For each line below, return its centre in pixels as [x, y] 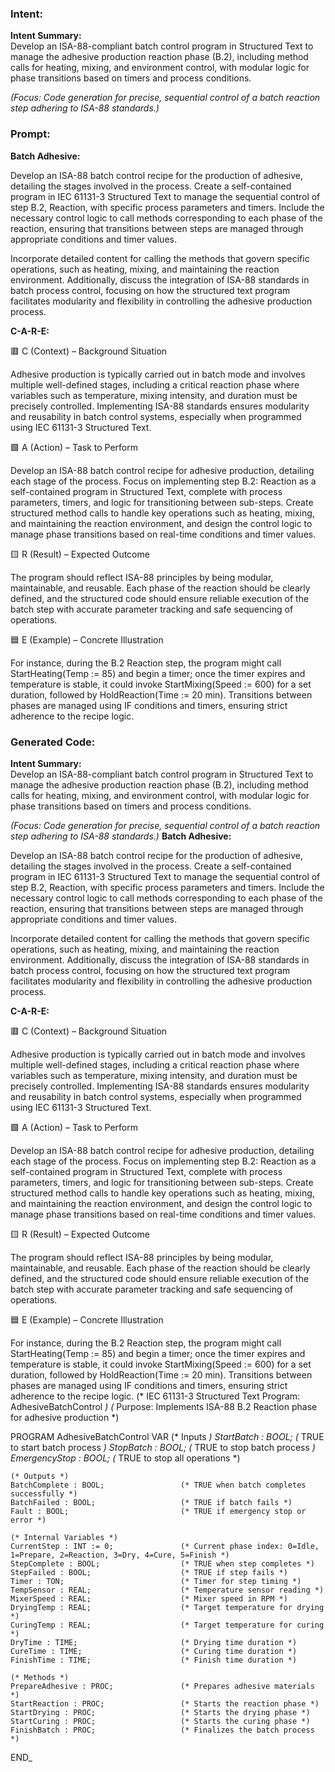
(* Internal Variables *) [64, 1537]
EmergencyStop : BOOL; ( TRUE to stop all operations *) [125, 1458]
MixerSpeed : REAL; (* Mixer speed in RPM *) [149, 1598]
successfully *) [44, 1493]
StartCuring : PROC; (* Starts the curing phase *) [160, 1721]
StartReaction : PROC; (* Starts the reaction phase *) [165, 1703]
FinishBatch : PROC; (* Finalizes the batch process [162, 1730]
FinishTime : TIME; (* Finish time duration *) [154, 1660]
